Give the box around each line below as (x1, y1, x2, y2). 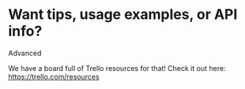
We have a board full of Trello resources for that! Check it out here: (8, 63, 226, 72)
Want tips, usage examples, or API (8, 6, 238, 24)
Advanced (8, 48, 42, 57)
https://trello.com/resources (8, 72, 100, 81)
